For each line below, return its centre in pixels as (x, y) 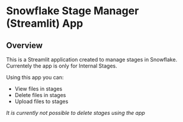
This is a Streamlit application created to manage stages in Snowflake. (92, 60)
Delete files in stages (40, 95)
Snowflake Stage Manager (73, 11)
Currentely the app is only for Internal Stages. (62, 66)
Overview (25, 45)
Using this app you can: (35, 77)
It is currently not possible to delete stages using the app (76, 113)
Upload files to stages (41, 101)
